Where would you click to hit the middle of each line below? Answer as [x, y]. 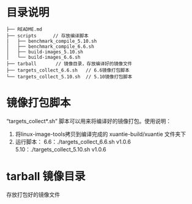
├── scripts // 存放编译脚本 [47, 36]
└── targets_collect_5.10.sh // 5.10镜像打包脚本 [69, 77]
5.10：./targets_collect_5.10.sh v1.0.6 [61, 149]
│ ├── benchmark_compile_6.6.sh [50, 47]
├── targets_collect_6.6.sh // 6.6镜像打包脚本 [68, 70]
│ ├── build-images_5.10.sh [45, 52]
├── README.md [24, 29]
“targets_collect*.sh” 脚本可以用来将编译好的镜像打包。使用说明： [89, 121]
